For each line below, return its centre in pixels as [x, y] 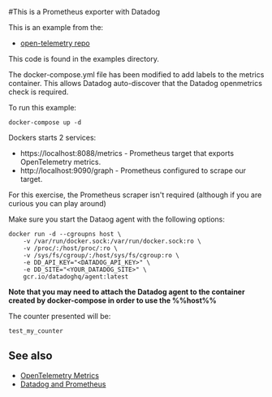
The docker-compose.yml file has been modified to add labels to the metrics [136, 75]
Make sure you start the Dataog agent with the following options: [117, 219]
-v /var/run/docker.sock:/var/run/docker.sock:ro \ [112, 241]
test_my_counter [36, 331]
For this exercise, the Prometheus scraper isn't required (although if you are [135, 195]
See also [30, 356]
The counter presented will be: [60, 316]
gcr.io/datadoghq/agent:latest [76, 277]
